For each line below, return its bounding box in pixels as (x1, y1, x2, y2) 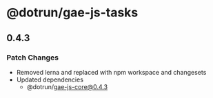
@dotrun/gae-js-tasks (6, 5, 139, 21)
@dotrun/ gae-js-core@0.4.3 (26, 82, 108, 90)
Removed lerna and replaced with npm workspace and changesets (16, 68, 207, 76)
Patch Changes (6, 53, 59, 62)
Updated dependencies (16, 75, 84, 84)
